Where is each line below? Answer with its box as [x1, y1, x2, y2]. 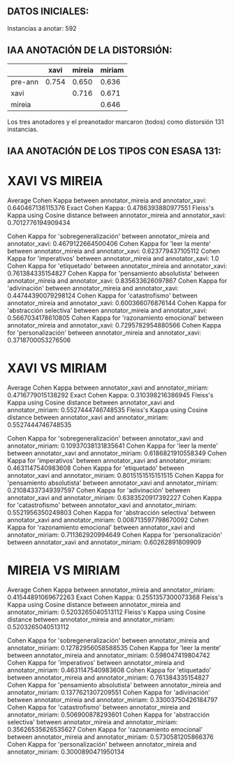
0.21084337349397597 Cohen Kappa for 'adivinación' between [7, 485, 191, 494]
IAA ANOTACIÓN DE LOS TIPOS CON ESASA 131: [7, 145, 221, 157]
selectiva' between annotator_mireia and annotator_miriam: [7, 717, 178, 726]
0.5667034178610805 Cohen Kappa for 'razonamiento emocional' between [7, 314, 224, 322]
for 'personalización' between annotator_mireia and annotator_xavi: [7, 328, 201, 337]
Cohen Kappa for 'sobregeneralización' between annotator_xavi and [7, 434, 204, 442]
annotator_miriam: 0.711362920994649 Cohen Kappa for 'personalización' [7, 530, 222, 538]
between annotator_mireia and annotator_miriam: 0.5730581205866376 [7, 733, 214, 741]
